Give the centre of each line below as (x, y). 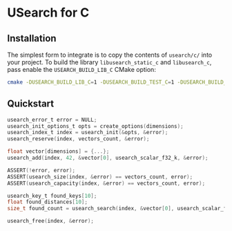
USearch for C (48, 13)
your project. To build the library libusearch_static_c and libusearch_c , (109, 62)
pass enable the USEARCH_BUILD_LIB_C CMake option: (82, 70)
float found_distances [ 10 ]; (48, 202)
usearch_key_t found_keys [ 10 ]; (52, 196)
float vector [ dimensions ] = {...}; (58, 151)
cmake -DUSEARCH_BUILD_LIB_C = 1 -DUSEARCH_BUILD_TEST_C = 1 (91, 82)
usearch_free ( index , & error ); (51, 221)
